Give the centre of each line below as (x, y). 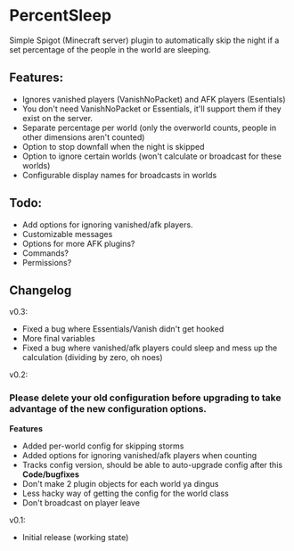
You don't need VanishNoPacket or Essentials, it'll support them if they (152, 109)
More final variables (58, 339)
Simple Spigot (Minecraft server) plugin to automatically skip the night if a (144, 40)
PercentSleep (61, 16)
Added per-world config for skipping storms (103, 446)
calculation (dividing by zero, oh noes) (92, 358)
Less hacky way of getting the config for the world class (125, 493)
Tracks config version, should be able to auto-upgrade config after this (152, 465)
